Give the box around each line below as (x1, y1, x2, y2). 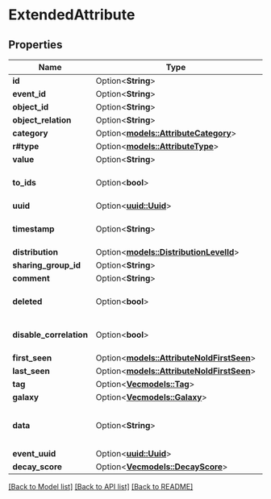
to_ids (12, 177, 36, 188)
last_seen (12, 365, 51, 376)
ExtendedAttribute (8, 6, 135, 24)
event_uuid (12, 448, 56, 459)
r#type (12, 141, 40, 152)
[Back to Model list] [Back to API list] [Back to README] (8, 482, 194, 491)
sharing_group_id (12, 260, 81, 271)
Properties (8, 38, 63, 52)
